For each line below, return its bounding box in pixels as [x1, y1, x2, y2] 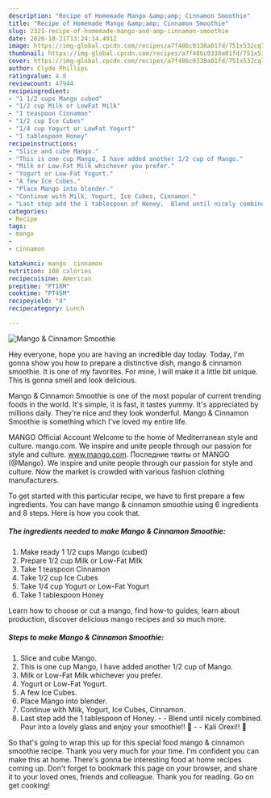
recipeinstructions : [8, 139, 78, 148]
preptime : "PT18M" [8, 282, 70, 290]
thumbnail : [8, 49, 45, 57]
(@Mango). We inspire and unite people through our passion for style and [8, 458, 253, 467]
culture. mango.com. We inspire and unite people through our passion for [8, 441, 252, 450]
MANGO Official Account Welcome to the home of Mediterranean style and [8, 432, 258, 441]
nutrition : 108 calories [8, 267, 92, 275]
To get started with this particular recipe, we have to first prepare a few [8, 491, 245, 500]
